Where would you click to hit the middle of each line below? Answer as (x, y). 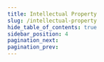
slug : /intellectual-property (52, 21)
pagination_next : (33, 41)
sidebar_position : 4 (38, 34)
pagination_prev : (33, 47)
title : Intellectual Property (52, 14)
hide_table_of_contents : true (52, 27)
